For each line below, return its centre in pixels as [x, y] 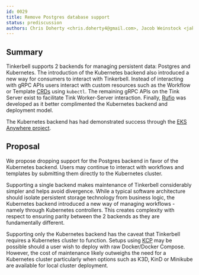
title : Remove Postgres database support [58, 17]
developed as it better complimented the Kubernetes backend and [87, 104]
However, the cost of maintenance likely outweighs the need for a [86, 253]
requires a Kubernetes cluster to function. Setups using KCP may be [89, 240]
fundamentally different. [36, 222]
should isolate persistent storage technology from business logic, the [90, 197]
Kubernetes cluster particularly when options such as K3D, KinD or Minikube [99, 259]
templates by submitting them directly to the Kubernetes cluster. [84, 173]
